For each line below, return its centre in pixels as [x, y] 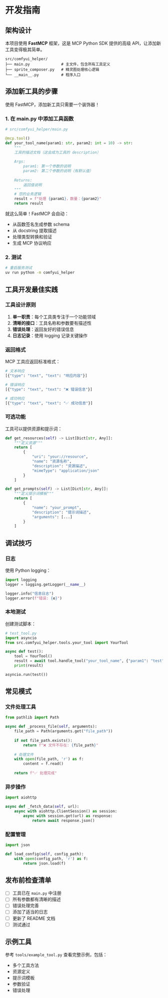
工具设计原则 [21, 305]
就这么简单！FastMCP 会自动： [37, 214]
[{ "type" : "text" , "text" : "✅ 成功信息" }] [49, 403]
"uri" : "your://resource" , [60, 457]
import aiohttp [21, 798]
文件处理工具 [21, 707]
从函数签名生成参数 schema [41, 224]
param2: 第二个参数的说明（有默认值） [58, 171]
